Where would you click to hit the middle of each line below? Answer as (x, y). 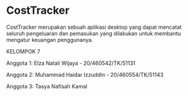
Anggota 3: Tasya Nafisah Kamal (47, 86)
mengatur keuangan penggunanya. (50, 40)
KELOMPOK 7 (23, 51)
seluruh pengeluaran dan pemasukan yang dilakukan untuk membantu (94, 33)
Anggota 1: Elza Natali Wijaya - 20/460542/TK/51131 (71, 63)
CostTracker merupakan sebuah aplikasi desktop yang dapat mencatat (94, 27)
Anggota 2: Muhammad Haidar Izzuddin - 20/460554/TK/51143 (85, 74)
